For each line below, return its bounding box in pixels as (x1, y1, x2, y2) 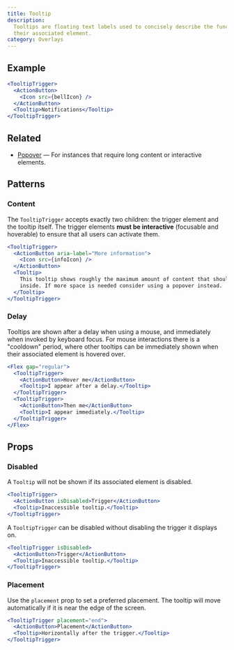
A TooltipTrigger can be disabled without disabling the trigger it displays (7, 523, 217, 531)
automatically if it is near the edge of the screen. (7, 603, 146, 612)
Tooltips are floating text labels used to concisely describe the (13, 23, 214, 30)
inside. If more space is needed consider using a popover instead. (19, 282, 223, 289)
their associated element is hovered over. (7, 349, 125, 358)
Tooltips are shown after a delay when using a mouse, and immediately (7, 327, 211, 335)
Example (7, 62, 46, 74)
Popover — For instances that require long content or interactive (17, 151, 202, 159)
